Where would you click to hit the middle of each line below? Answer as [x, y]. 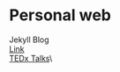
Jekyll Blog [30, 40]
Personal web [60, 15]
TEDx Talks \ [31, 58]
